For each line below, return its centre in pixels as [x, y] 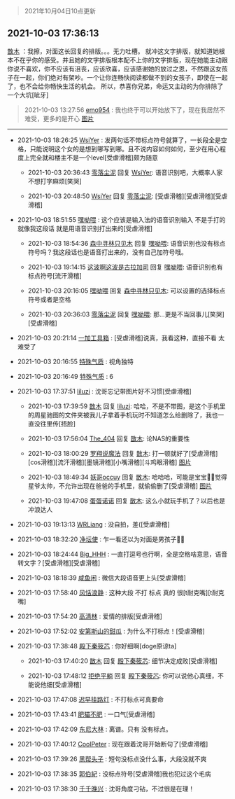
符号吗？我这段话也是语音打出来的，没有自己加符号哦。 [107, 252]
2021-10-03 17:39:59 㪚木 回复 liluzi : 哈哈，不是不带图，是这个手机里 [127, 406]
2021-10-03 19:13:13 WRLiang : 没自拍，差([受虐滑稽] [93, 524]
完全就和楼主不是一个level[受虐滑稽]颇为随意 [94, 158]
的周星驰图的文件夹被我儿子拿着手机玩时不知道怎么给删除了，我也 [123, 415]
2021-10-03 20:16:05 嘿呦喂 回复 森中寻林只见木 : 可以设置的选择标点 [127, 291]
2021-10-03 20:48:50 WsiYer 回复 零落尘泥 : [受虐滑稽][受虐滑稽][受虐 [128, 196]
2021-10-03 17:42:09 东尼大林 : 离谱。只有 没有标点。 [95, 729]
